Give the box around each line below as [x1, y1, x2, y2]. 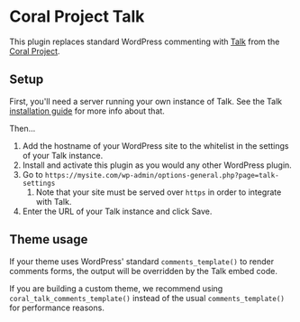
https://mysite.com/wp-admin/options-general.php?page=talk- [44, 170, 279, 179]
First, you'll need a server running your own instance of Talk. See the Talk [9, 96, 283, 106]
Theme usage [9, 232, 88, 247]
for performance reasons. [9, 302, 105, 313]
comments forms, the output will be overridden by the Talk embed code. [9, 265, 277, 276]
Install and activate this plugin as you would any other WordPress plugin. [22, 160, 293, 170]
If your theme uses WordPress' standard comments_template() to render [9, 255, 275, 267]
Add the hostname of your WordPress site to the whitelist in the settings [22, 140, 289, 151]
